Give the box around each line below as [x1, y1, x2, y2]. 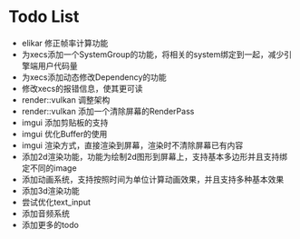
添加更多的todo [21, 219, 79, 230]
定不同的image [21, 162, 78, 174]
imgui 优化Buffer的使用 [21, 128, 108, 139]
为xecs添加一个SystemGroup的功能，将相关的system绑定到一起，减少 [21, 48, 285, 60]
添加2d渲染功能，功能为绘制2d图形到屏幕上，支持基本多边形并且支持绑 [21, 151, 288, 162]
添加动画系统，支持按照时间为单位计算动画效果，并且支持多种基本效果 [21, 174, 285, 184]
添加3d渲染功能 [21, 184, 81, 196]
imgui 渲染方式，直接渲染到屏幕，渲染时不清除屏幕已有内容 [21, 139, 244, 151]
